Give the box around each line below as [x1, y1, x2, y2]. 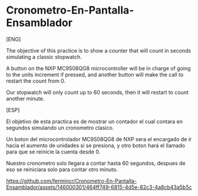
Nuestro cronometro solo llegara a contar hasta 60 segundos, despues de [6, 159, 186, 166]
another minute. [6, 95, 45, 102]
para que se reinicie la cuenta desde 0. [6, 148, 101, 155]
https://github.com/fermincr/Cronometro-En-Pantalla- [6, 177, 137, 184]
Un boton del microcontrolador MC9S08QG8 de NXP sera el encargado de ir [6, 135, 192, 142]
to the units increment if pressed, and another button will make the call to [6, 71, 184, 78]
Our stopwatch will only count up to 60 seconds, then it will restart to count [6, 89, 189, 96]
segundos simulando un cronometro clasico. [6, 124, 114, 131]
